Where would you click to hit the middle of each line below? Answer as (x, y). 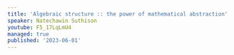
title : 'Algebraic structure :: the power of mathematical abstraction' (118, 14)
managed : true (29, 34)
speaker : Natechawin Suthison (52, 21)
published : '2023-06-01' (44, 41)
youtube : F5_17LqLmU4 (40, 27)
